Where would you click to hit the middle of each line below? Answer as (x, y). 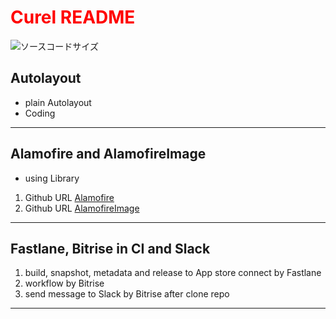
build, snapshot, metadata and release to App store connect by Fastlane (173, 273)
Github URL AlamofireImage (82, 208)
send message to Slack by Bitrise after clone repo (127, 294)
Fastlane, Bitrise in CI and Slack (110, 248)
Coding (40, 113)
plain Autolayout (58, 102)
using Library (52, 178)
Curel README (73, 17)
